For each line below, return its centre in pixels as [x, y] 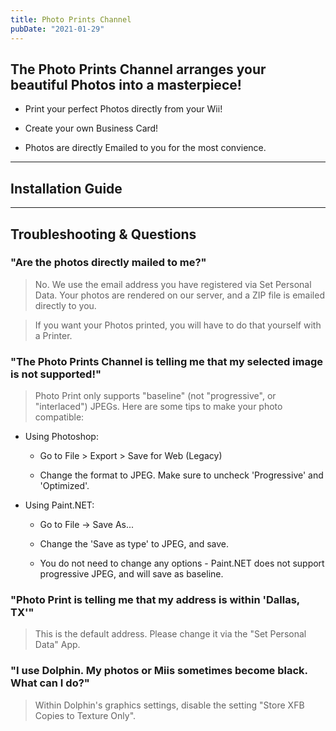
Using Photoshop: [61, 437]
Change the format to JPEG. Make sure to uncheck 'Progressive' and [181, 475]
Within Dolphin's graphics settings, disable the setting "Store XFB [169, 705]
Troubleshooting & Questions [103, 234]
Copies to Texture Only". [85, 715]
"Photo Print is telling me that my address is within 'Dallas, [155, 600]
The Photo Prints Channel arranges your [138, 69]
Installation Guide [66, 188]
